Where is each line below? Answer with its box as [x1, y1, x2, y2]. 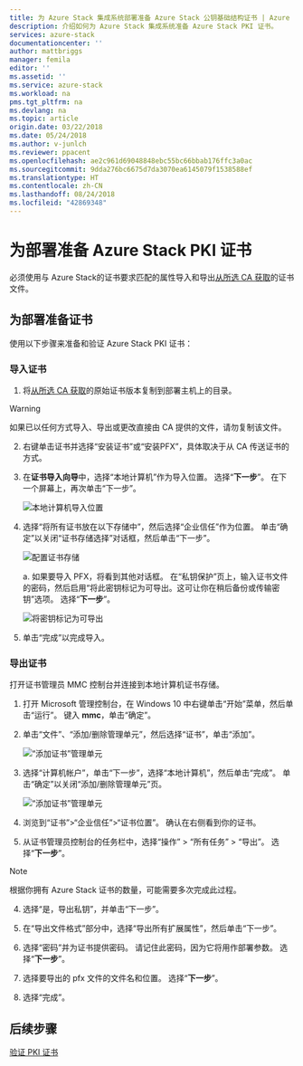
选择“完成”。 [22, 992, 71, 1003]
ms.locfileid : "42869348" [9, 198, 107, 208]
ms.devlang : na [9, 106, 67, 115]
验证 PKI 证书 [9, 1047, 59, 1058]
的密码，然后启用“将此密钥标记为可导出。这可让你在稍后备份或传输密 [22, 582, 280, 593]
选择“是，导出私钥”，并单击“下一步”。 [22, 904, 165, 915]
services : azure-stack [9, 30, 95, 39]
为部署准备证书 [9, 312, 93, 328]
